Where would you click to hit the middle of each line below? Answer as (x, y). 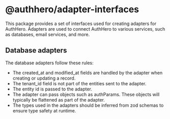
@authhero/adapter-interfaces (72, 9)
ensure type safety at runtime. (44, 110)
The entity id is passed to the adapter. (52, 89)
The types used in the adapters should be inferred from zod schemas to (88, 105)
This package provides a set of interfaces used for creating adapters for (81, 23)
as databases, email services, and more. (48, 34)
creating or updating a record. (44, 78)
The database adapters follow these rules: (50, 63)
